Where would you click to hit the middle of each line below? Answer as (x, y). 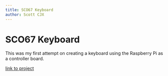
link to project (20, 68)
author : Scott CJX (25, 15)
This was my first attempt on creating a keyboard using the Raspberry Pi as (84, 53)
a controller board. (25, 59)
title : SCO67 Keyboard (29, 10)
